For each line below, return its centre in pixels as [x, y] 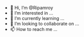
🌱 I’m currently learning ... [37, 18]
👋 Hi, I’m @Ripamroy [32, 8]
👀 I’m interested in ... [32, 13]
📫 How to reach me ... [34, 29]
